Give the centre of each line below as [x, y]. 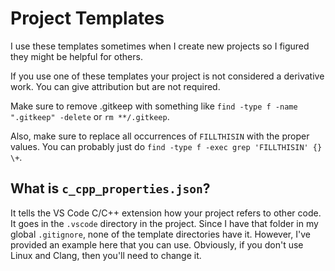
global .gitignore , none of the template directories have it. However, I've [160, 234]
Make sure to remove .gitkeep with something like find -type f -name [154, 106]
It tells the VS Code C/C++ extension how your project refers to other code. [166, 213]
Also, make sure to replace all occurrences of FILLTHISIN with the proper [160, 136]
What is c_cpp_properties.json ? [110, 188]
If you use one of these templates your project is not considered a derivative [167, 76]
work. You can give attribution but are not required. [115, 86]
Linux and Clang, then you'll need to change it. [106, 255]
